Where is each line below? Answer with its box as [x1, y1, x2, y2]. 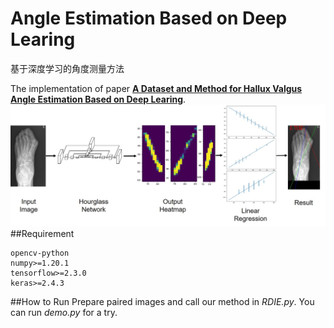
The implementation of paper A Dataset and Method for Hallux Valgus [10, 82, 303, 94]
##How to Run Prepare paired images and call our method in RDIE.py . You [10, 296, 315, 308]
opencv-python [10, 248, 70, 259]
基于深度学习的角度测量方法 [10, 62, 125, 74]
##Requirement [10, 228, 75, 240]
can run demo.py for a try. [10, 307, 118, 319]
